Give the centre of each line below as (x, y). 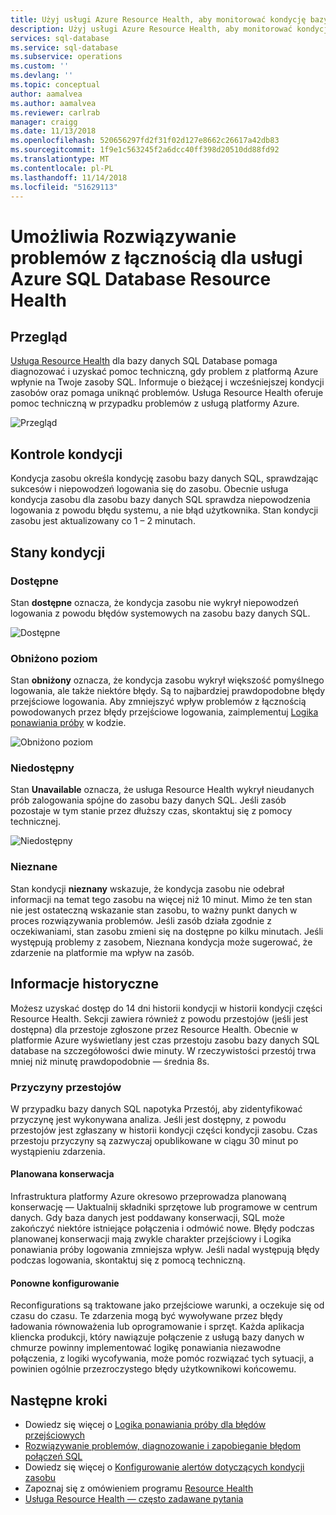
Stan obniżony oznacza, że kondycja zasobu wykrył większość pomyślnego (167, 680)
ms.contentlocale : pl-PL (62, 168)
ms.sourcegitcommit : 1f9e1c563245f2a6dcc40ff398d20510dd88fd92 (145, 150)
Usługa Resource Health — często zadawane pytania (134, 1499)
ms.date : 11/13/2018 (53, 131)
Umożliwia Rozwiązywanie (123, 236)
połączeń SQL (53, 1457)
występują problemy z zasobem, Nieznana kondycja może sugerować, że (161, 942)
